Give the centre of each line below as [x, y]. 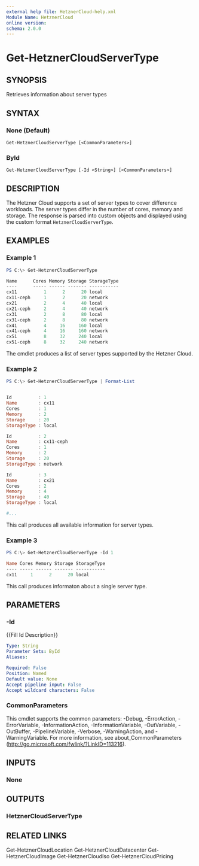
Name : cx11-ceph [37, 442]
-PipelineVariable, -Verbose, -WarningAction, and [93, 731]
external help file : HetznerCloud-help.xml [61, 12]
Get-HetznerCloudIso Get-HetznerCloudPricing [115, 856]
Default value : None [32, 679]
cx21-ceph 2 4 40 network [57, 309]
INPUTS [21, 763]
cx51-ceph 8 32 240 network [57, 342]
